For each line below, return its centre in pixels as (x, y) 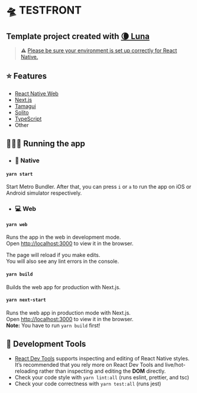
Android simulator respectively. (44, 193)
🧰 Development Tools (46, 344)
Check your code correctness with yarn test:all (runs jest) (88, 384)
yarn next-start (26, 300)
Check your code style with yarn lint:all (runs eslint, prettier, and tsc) (102, 377)
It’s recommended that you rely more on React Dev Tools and (89, 365)
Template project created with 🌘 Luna (78, 36)
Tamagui (25, 106)
